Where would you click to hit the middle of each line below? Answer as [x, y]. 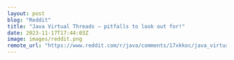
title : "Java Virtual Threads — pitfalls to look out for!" [96, 26]
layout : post [26, 13]
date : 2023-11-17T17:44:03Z [48, 33]
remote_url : [24, 46]
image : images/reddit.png [45, 39]
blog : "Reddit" [29, 20]
